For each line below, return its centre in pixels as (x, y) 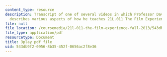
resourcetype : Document (30, 38)
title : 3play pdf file (29, 42)
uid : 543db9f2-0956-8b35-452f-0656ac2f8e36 (51, 47)
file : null (16, 24)
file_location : (21, 28)
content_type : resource (30, 10)
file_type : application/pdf (34, 33)
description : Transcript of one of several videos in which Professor (80, 14)
